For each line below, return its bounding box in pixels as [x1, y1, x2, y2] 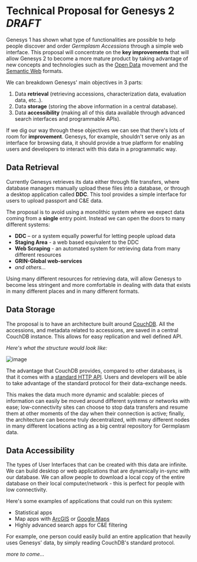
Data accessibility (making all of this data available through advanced [14, 109, 185, 116]
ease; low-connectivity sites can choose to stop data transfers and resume [6, 404, 188, 411]
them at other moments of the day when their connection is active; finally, [6, 409, 185, 416]
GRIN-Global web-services [14, 257, 83, 265]
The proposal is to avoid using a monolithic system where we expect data [6, 208, 185, 216]
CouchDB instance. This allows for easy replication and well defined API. [6, 333, 183, 340]
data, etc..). [14, 96, 43, 104]
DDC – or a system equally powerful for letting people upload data [14, 232, 176, 239]
